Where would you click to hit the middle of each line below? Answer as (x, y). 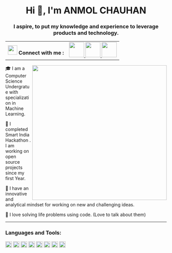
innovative (16, 194)
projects (14, 168)
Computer (16, 76)
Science (14, 81)
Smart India (17, 135)
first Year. (15, 179)
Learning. (15, 114)
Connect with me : (41, 53)
